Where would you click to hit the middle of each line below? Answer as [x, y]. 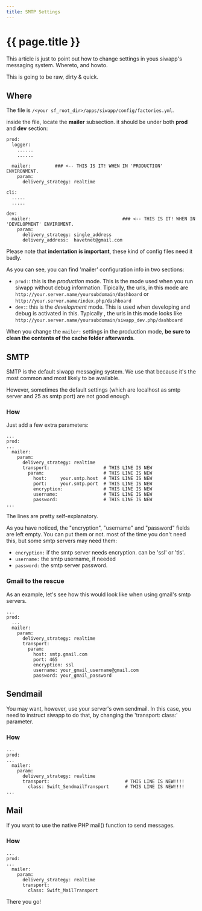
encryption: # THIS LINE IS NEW [93, 489]
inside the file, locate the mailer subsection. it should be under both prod [97, 122]
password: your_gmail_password [72, 676]
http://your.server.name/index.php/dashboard [73, 301]
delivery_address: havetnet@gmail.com [72, 240]
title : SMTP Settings [33, 12]
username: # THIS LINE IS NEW [93, 495]
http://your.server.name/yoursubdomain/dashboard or [82, 294]
